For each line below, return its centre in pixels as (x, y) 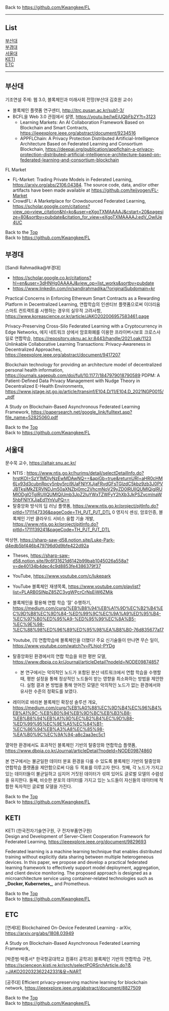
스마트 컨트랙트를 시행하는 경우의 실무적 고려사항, (54, 311)
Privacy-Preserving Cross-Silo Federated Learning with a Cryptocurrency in (84, 326)
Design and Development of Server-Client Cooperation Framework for (78, 837)
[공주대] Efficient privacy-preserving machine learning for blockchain (76, 982)
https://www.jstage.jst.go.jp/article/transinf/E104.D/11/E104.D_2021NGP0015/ (84, 392)
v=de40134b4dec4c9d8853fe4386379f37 (57, 566)
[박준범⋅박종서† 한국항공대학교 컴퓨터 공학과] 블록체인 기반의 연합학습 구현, (78, 959)
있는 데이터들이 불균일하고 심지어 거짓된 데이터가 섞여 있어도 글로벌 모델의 (78, 774)
